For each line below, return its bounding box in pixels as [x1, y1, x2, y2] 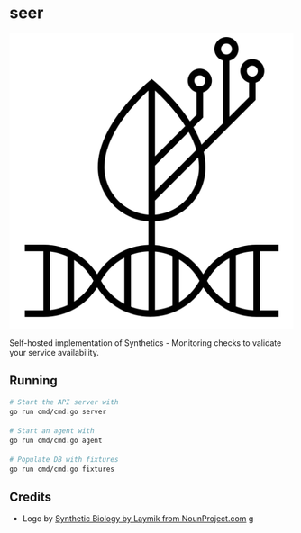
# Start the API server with [9, 398, 119, 407]
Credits [9, 489, 52, 504]
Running [9, 373, 59, 389]
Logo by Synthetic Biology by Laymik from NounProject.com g [22, 513, 254, 524]
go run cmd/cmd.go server [9, 408, 106, 417]
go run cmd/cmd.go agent [9, 436, 103, 445]
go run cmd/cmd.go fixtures [9, 465, 115, 474]
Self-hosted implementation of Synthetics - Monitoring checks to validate [9, 337, 282, 348]
